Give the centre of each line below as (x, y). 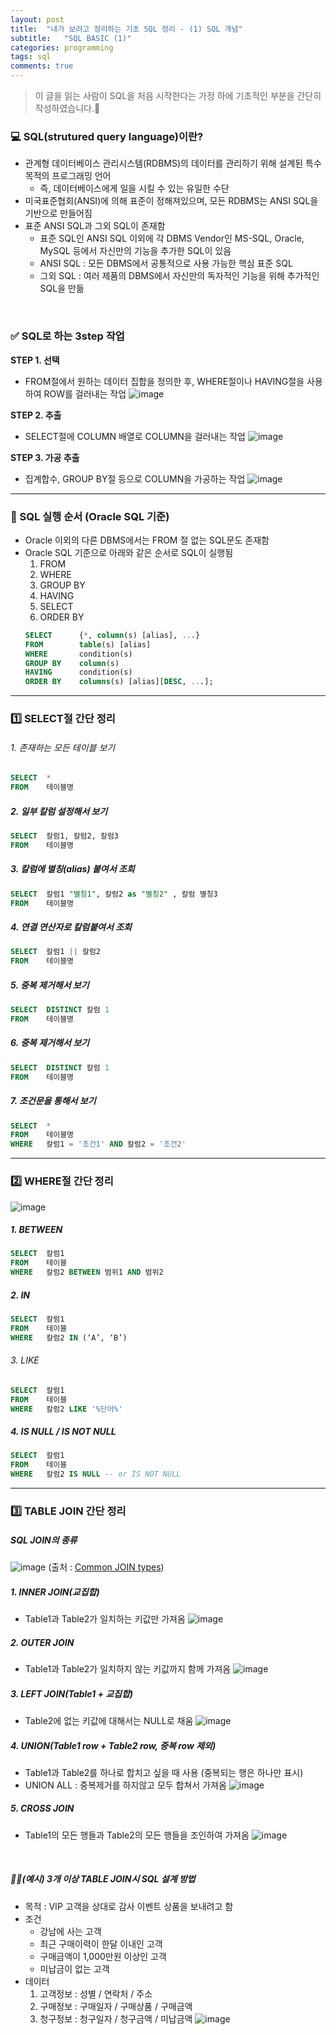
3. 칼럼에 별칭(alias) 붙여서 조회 (72, 869)
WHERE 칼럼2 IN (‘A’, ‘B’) (69, 1337)
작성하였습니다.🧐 (67, 108)
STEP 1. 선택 (35, 360)
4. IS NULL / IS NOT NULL (63, 1432)
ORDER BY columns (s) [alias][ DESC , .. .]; (119, 682)
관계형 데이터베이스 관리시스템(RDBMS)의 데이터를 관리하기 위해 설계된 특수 (173, 163)
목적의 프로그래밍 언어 (68, 176)
